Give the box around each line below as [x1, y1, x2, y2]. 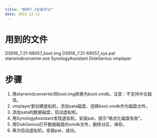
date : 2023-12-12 [5, 12, 40, 17]
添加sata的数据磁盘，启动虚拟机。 [12, 109, 81, 115]
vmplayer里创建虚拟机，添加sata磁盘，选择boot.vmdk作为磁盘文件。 [12, 103, 150, 109]
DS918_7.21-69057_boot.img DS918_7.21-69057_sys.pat [5, 51, 116, 56]
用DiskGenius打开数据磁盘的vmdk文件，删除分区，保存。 [12, 121, 127, 127]
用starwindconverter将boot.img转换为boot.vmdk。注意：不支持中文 [12, 91, 148, 97]
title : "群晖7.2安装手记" [5, 7, 53, 12]
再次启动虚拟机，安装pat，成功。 [12, 127, 79, 134]
